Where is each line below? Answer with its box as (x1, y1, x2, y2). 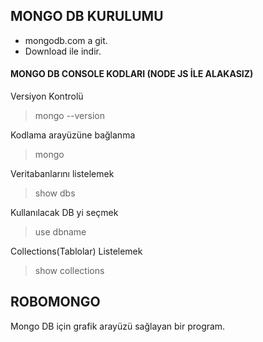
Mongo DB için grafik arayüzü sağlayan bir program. (10, 320, 226, 332)
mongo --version (34, 110, 105, 122)
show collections (34, 265, 105, 277)
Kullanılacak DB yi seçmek (10, 207, 119, 219)
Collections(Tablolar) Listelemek (10, 245, 143, 258)
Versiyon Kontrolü (10, 90, 84, 103)
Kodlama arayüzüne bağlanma (10, 129, 136, 141)
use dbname (34, 226, 87, 238)
